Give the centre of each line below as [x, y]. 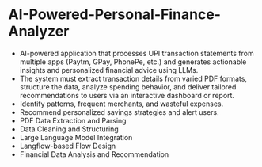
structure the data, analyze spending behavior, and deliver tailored [128, 87]
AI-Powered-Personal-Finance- [115, 15]
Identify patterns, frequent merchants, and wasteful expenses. [122, 104]
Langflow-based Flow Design [68, 146]
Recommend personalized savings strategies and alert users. [119, 112]
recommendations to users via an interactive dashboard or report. [127, 95]
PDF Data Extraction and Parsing [73, 120]
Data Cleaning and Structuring [69, 129]
